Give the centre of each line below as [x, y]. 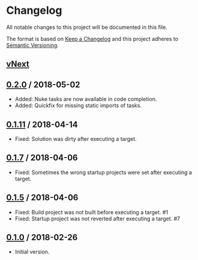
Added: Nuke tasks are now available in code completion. [86, 99]
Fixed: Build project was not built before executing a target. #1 [91, 212]
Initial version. [32, 252]
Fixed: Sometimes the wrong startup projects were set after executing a [103, 172]
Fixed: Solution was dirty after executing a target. [76, 138]
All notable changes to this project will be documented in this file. [87, 27]
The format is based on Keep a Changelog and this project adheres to [92, 39]
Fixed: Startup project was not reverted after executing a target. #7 [97, 218]
